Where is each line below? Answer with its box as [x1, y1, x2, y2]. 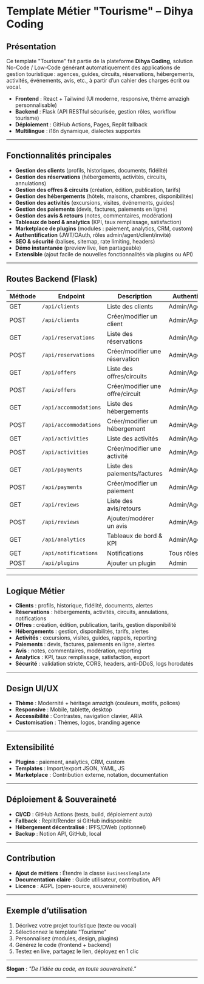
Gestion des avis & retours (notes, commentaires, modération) [15, 211, 173, 219]
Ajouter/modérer [107, 514, 154, 522]
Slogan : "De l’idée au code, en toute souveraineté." [6, 965, 137, 972]
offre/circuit [107, 389, 141, 398]
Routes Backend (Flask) [6, 274, 98, 284]
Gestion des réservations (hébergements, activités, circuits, [15, 173, 167, 180]
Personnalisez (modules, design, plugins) [15, 934, 118, 942]
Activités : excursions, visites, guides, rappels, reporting [15, 634, 157, 641]
